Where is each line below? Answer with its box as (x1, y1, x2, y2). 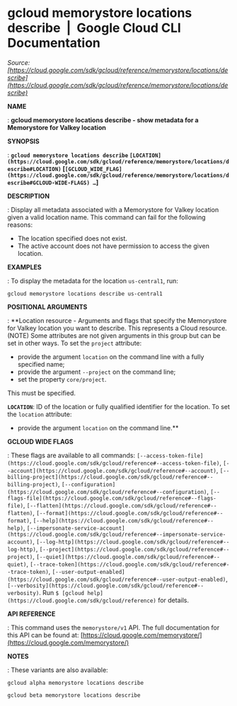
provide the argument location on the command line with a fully (17, 352, 204, 361)
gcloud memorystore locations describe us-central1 (7, 290, 163, 298)
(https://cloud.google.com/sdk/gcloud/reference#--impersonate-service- (7, 531, 226, 538)
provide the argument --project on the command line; (17, 367, 176, 376)
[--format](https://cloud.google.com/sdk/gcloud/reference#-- (36, 510, 224, 517)
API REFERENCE (7, 609, 56, 618)
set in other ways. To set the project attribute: (7, 339, 142, 347)
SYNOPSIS (7, 136, 40, 146)
